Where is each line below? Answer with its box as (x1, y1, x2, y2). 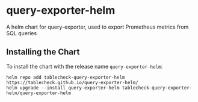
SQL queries (6, 29, 37, 36)
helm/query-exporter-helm (6, 90, 71, 96)
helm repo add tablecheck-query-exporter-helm (6, 74, 125, 81)
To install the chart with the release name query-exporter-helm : (6, 63, 163, 70)
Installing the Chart (6, 47, 80, 57)
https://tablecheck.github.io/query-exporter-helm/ (6, 79, 138, 85)
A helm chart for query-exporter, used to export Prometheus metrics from (6, 23, 189, 30)
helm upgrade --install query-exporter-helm (6, 85, 120, 91)
